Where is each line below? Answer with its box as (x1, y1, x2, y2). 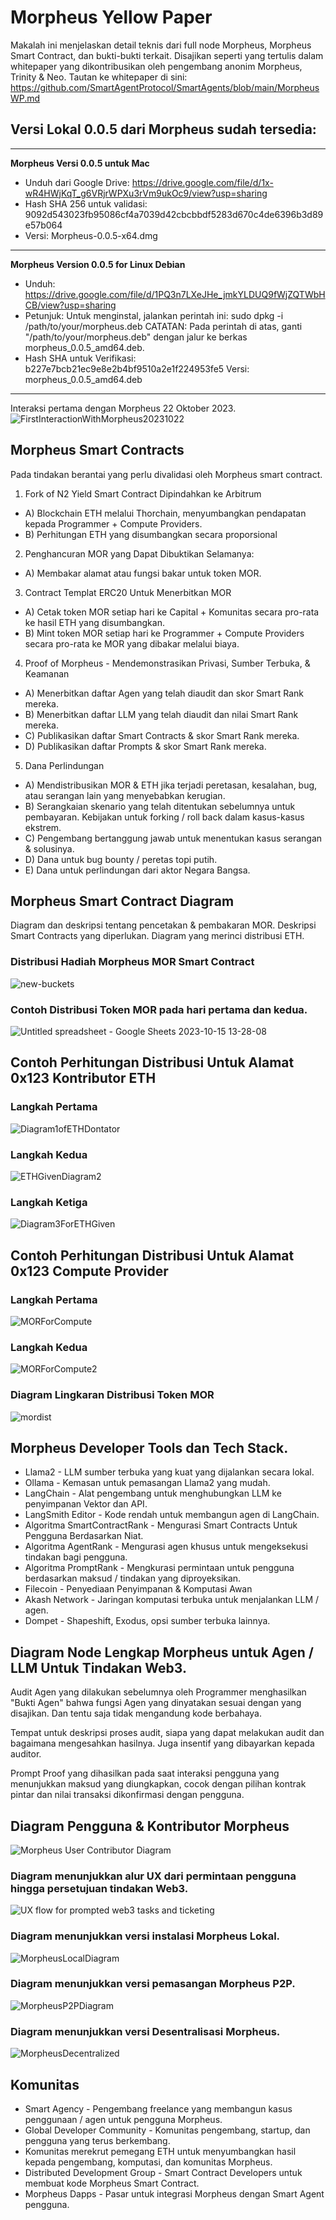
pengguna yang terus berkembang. (24, 2134, 171, 2146)
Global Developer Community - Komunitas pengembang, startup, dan (24, 2124, 311, 2136)
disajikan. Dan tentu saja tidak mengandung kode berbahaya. (10, 1707, 263, 1720)
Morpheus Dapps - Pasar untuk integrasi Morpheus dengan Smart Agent (24, 2187, 325, 2200)
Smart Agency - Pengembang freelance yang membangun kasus (24, 2102, 293, 2115)
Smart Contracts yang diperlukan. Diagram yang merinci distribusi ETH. (10, 930, 305, 942)
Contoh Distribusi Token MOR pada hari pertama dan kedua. (10, 1002, 308, 1016)
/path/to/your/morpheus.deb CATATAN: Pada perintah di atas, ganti (24, 320, 303, 332)
